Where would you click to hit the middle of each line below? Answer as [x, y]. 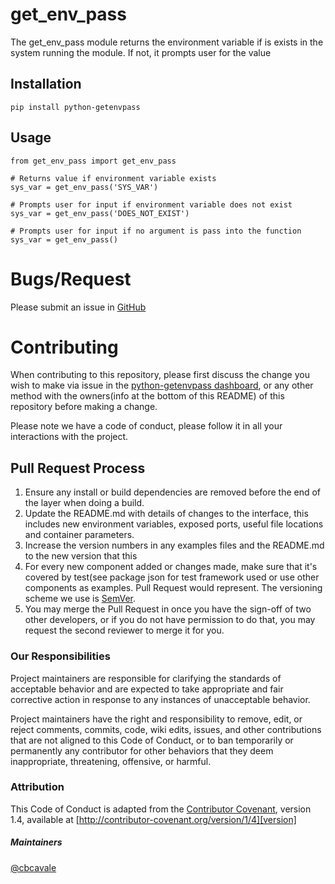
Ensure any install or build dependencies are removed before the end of [173, 492]
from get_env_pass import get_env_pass [93, 161]
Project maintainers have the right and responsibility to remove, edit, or [156, 719]
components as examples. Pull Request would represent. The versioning [173, 588]
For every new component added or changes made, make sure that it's [171, 567]
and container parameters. [79, 535]
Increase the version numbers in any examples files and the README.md [174, 545]
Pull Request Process [78, 468]
